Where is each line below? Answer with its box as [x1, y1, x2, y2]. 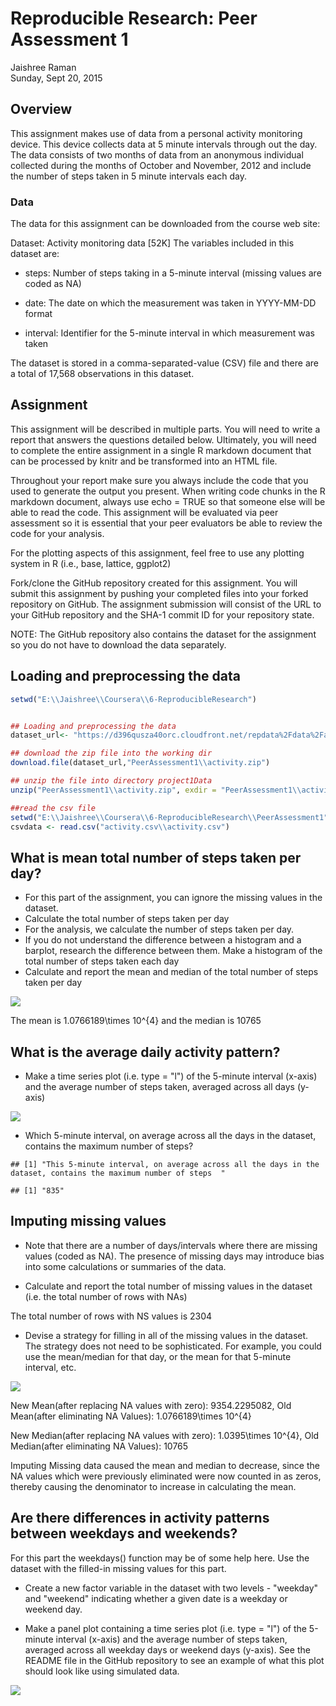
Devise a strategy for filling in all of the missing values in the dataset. [24, 1329, 309, 1341]
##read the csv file [10, 803, 97, 813]
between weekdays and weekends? [10, 1525, 238, 1542]
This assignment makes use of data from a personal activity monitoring [10, 127, 303, 139]
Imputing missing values [10, 1213, 167, 1230]
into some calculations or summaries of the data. [24, 1260, 227, 1272]
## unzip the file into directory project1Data [10, 776, 213, 786]
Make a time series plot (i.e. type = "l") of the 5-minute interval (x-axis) [24, 1070, 318, 1082]
